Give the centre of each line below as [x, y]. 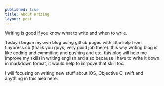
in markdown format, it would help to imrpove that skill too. [65, 64]
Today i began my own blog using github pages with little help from [74, 43]
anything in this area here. [32, 78]
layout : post [19, 19]
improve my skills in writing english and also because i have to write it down [82, 58]
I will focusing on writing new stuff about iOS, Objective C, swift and [74, 73]
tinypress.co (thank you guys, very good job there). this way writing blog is [81, 48]
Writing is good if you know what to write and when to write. [66, 33]
